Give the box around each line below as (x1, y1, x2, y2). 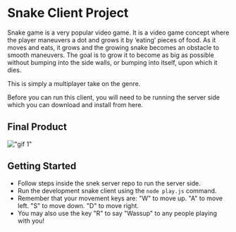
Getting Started (7, 160, 77, 172)
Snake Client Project (7, 5, 129, 21)
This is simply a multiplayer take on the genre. (7, 79, 141, 87)
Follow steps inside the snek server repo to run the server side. (17, 178, 201, 188)
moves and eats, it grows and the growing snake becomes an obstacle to (7, 43, 220, 51)
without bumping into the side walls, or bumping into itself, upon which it (7, 58, 218, 66)
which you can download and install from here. (7, 100, 143, 109)
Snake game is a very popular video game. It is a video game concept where (7, 28, 230, 37)
